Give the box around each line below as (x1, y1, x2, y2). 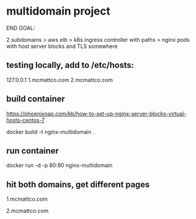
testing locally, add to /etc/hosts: (6, 60, 135, 70)
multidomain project (6, 4, 110, 18)
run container (6, 146, 59, 156)
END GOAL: (6, 24, 35, 32)
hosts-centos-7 (6, 116, 46, 124)
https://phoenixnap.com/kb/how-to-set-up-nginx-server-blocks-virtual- (6, 110, 187, 117)
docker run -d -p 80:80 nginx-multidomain (6, 162, 113, 169)
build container (6, 94, 66, 104)
